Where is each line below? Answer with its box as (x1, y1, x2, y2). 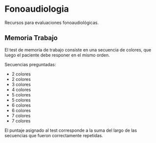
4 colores (11, 87, 31, 93)
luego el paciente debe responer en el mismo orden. (4, 52, 110, 58)
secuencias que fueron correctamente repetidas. (4, 132, 103, 138)
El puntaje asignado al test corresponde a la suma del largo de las (4, 127, 137, 133)
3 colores (11, 81, 31, 87)
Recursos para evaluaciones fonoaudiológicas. (4, 20, 99, 25)
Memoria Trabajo (4, 34, 58, 42)
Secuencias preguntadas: (4, 61, 56, 67)
